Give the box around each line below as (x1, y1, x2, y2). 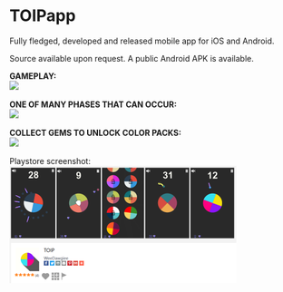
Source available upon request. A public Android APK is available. (9, 53, 254, 63)
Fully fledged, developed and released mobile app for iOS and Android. (9, 35, 275, 46)
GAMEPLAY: (9, 70, 57, 82)
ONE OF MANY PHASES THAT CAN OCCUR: (9, 99, 177, 110)
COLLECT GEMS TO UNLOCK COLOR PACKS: (9, 127, 181, 138)
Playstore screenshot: (9, 155, 91, 166)
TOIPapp (9, 5, 76, 26)
